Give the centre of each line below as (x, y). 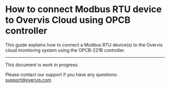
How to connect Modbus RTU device (83, 9)
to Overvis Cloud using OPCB (68, 20)
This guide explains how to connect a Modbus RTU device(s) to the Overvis (84, 45)
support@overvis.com (28, 80)
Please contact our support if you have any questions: (61, 74)
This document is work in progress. (42, 65)
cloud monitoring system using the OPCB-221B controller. (65, 50)
